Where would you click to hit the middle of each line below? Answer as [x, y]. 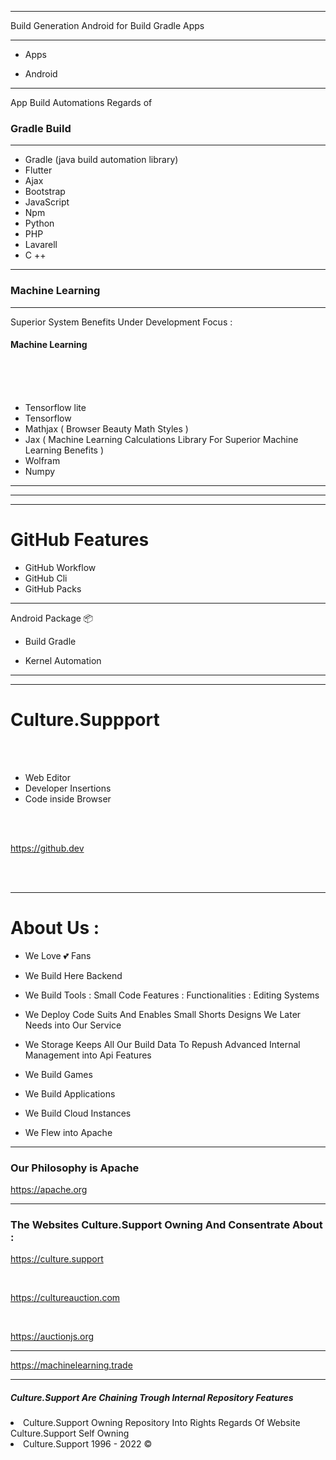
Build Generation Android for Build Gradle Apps [107, 25]
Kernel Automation [63, 660]
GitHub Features [80, 539]
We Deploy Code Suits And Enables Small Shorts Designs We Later [163, 1014]
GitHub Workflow [60, 567]
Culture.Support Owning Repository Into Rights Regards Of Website [162, 1423]
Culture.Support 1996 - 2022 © [88, 1444]
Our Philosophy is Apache [75, 1168]
